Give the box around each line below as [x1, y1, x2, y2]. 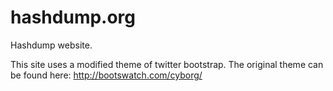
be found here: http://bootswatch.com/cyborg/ [10, 69, 203, 81]
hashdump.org [10, 6, 137, 29]
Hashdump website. [10, 39, 93, 51]
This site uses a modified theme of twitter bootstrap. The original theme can [10, 58, 324, 70]
